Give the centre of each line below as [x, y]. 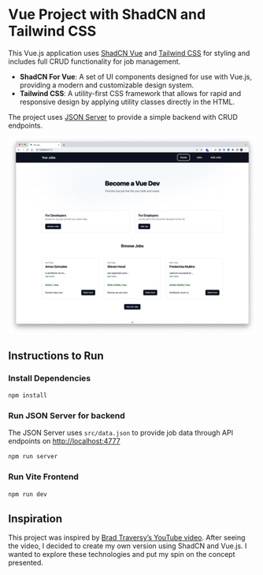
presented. [26, 563]
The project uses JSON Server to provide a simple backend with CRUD [123, 117]
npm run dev [28, 494]
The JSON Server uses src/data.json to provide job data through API [121, 433]
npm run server [33, 457]
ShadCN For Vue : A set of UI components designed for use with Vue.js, [136, 76]
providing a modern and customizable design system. [107, 85]
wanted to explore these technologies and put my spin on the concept [122, 555]
